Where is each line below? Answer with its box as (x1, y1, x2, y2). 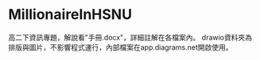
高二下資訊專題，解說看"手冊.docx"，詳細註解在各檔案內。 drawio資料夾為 (8, 32, 253, 42)
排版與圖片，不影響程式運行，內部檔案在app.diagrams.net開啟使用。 (8, 42, 233, 52)
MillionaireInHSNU (8, 6, 133, 24)
